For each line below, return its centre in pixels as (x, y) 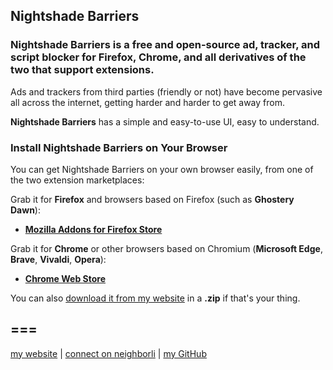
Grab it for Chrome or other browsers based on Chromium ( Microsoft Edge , (166, 248)
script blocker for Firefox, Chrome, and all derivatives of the (158, 57)
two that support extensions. (82, 70)
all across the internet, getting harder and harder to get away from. (147, 102)
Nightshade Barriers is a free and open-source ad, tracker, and (165, 45)
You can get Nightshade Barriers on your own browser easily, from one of (162, 169)
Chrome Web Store (65, 278)
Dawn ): (25, 210)
